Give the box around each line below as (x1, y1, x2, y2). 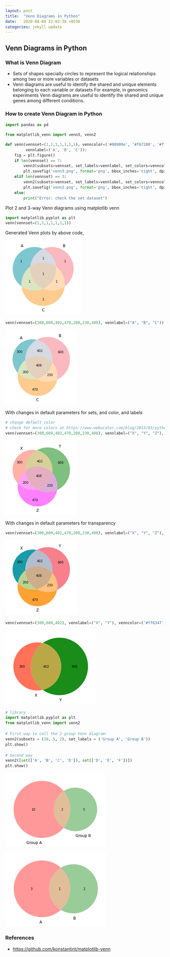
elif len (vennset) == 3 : (14, 174, 67, 179)
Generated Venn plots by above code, (5, 230, 84, 236)
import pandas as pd (5, 122, 49, 128)
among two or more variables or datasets (12, 76, 99, 82)
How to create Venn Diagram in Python (5, 110, 102, 117)
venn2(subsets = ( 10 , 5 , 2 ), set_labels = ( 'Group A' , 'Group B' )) (5, 736, 151, 742)
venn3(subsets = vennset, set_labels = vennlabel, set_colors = (23, 163, 151, 169)
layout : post (5, 8, 33, 13)
